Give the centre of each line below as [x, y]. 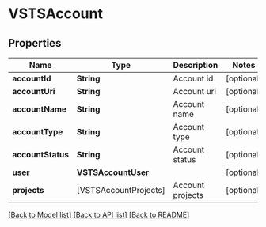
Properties [35, 43]
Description [196, 65]
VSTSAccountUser [113, 172]
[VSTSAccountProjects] [121, 190]
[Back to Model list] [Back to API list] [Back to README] [99, 215]
